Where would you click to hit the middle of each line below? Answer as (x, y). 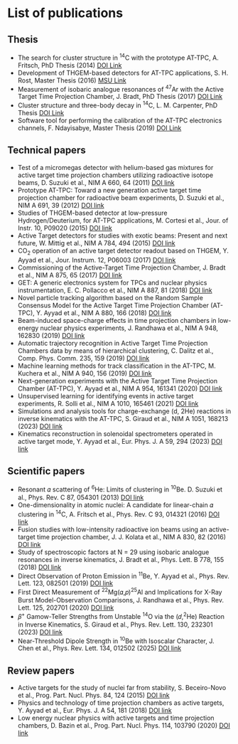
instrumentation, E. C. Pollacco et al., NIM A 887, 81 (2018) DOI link (115, 290)
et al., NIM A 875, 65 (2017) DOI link (70, 275)
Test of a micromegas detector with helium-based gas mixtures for (115, 167)
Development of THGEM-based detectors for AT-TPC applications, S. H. (123, 73)
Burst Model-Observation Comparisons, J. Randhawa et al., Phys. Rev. (120, 600)
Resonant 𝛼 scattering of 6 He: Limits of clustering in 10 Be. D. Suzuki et (120, 489)
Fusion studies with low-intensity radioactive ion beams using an (112, 529)
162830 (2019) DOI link (51, 335)
